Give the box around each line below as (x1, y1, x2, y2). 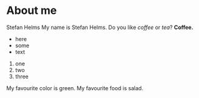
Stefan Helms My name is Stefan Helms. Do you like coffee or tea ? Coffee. (6, 24, 194, 31)
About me (6, 4, 57, 18)
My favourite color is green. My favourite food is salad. (6, 84, 144, 91)
